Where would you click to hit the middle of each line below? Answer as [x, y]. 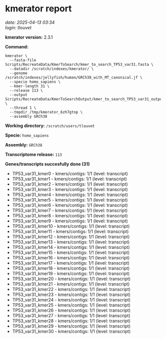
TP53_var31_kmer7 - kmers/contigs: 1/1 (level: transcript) [70, 210]
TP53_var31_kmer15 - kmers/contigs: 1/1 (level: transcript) [71, 252]
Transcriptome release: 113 [34, 154]
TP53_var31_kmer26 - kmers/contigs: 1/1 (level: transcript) [71, 310]
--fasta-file [23, 60]
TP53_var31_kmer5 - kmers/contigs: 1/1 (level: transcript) [70, 200]
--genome [19, 73]
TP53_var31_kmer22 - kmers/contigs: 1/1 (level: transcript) [71, 289]
